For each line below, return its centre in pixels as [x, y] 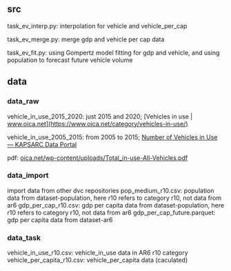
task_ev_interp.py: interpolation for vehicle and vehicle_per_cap [97, 26]
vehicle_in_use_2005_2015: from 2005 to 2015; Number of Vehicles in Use [112, 137]
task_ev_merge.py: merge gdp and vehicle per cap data [86, 39]
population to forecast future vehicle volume [70, 60]
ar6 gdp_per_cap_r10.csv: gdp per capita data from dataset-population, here [116, 205]
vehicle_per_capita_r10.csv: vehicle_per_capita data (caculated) [98, 260]
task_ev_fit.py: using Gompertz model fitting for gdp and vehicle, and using [113, 52]
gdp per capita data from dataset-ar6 [60, 220]
